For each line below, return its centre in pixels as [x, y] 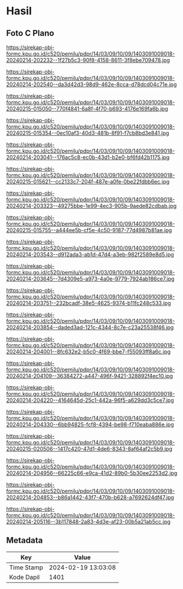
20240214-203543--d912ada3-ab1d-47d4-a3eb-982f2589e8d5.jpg [90, 254]
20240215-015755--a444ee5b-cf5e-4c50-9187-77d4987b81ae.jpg [89, 230]
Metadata [25, 540]
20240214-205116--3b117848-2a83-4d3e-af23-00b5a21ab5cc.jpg [89, 522]
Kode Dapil [25, 577]
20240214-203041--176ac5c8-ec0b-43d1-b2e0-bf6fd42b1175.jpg [88, 157]
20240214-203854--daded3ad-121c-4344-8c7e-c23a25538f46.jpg [90, 327]
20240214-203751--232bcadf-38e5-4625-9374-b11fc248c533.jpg [89, 303]
